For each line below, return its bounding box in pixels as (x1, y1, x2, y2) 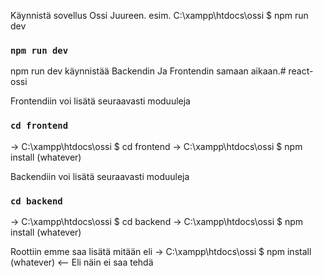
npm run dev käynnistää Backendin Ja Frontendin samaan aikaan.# (10, 65, 287, 77)
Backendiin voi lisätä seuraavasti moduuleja (10, 170, 190, 182)
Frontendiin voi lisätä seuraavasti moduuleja (10, 95, 191, 107)
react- (288, 65, 314, 77)
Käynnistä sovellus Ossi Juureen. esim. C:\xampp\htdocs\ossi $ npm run (10, 10, 309, 21)
